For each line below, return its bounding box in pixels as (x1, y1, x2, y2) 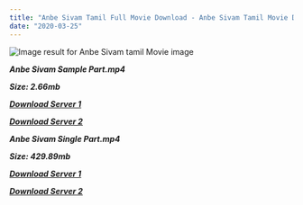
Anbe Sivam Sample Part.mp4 (9, 64, 126, 75)
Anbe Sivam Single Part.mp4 (9, 133, 121, 144)
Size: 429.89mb (9, 150, 70, 162)
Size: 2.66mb (9, 81, 60, 92)
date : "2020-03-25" (9, 22, 83, 31)
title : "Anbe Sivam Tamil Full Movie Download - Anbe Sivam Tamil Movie (9, 13, 289, 22)
